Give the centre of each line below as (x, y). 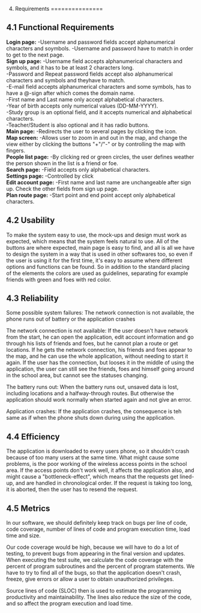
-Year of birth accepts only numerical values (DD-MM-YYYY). (82, 106)
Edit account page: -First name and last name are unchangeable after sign (99, 182)
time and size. (23, 536)
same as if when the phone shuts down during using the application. (91, 418)
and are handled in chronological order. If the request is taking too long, (104, 483)
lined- (187, 477)
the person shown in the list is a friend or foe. (62, 163)
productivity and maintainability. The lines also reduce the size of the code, (99, 597)
